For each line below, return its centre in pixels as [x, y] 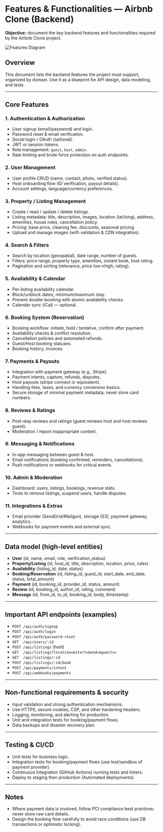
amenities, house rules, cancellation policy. [55, 222]
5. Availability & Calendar [35, 278]
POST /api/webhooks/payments [41, 673]
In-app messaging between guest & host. [53, 454]
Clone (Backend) [40, 19]
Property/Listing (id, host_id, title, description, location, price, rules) [80, 564]
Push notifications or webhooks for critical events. [62, 465]
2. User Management [30, 167]
